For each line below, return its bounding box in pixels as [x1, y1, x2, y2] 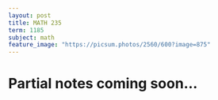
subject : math [8, 33, 55, 42]
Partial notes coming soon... [8, 75, 198, 93]
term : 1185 [8, 26, 44, 34]
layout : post [8, 11, 52, 20]
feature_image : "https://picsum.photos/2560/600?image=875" [8, 41, 212, 49]
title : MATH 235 [8, 19, 62, 27]
